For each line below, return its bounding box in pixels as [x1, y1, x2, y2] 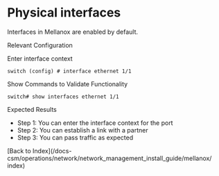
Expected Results [7, 105, 57, 113]
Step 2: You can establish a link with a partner [17, 126, 148, 134]
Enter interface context [7, 54, 73, 63]
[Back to [7, 146, 31, 155]
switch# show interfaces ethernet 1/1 [7, 93, 119, 100]
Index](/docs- [32, 146, 72, 155]
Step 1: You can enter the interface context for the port [17, 119, 173, 127]
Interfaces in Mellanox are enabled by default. [7, 28, 139, 36]
